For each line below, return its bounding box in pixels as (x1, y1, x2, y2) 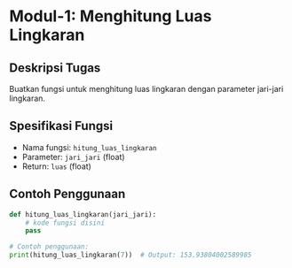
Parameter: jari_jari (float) (21, 151, 126, 162)
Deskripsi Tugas (9, 60, 101, 75)
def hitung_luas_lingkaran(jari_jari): (9, 210, 157, 218)
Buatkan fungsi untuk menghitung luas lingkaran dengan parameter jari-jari (9, 84, 284, 94)
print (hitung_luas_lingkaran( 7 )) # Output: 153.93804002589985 (9, 250, 252, 260)
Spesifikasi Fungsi (9, 119, 114, 134)
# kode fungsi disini (25, 218, 105, 227)
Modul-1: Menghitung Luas (9, 6, 212, 27)
